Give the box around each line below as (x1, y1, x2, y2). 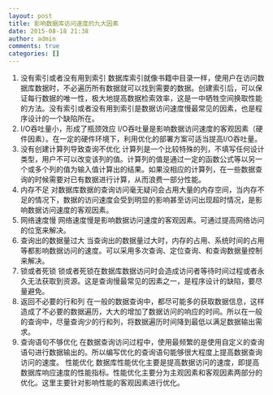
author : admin (8, 34, 57, 43)
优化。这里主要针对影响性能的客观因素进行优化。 (19, 378, 184, 387)
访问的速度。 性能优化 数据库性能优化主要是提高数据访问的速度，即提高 (19, 358, 260, 367)
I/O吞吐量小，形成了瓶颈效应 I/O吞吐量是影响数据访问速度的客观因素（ (19, 124, 256, 133)
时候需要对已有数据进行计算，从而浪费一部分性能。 (34, 175, 206, 184)
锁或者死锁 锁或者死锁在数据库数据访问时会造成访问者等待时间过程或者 (19, 266, 258, 276)
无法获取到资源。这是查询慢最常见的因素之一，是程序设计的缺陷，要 (27, 276, 256, 285)
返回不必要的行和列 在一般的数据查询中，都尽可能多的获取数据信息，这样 (19, 297, 265, 306)
